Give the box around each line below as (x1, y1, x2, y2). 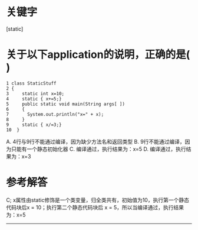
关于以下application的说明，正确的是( (6, 48, 190, 61)
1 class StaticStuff (6, 80, 57, 86)
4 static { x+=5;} (6, 96, 62, 102)
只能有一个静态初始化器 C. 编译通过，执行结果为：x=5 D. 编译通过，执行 (11, 145, 187, 153)
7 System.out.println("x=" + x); (6, 111, 104, 117)
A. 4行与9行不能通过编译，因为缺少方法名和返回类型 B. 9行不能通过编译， (6, 138, 186, 145)
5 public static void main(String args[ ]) (6, 101, 126, 107)
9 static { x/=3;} (6, 122, 62, 128)
